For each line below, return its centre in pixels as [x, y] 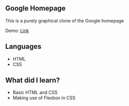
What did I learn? [33, 80]
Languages [23, 47]
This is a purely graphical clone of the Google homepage [65, 20]
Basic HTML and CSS [35, 92]
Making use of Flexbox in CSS [44, 98]
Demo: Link [17, 31]
